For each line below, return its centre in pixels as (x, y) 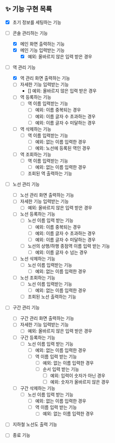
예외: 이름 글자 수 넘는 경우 (61, 252)
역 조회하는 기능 (36, 154)
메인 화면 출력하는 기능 (42, 44)
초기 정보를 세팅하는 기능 (37, 22)
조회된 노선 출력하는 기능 (52, 297)
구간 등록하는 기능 (38, 337)
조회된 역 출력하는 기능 (50, 173)
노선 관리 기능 (26, 184)
